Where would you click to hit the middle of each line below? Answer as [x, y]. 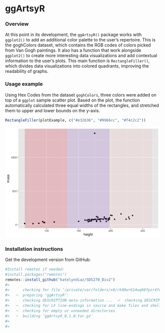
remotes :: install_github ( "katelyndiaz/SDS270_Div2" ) [60, 280]
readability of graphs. [27, 71]
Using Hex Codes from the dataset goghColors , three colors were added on [81, 95]
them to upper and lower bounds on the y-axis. [53, 110]
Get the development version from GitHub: [48, 260]
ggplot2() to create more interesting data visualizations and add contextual [81, 56]
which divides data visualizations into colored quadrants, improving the [77, 66]
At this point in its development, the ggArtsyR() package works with [73, 34]
